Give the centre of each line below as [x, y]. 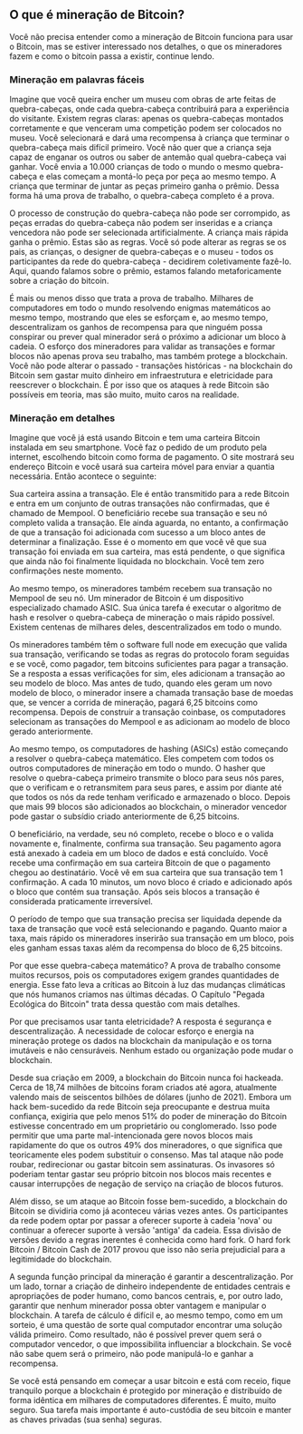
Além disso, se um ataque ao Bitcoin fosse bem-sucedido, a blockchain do [148, 1202]
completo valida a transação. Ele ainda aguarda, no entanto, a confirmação [149, 523]
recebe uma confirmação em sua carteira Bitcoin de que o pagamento [140, 863]
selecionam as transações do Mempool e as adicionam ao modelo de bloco [150, 722]
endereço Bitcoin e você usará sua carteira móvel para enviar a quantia [142, 467]
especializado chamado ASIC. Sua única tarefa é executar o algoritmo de [146, 608]
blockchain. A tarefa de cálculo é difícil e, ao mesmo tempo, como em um [146, 1315]
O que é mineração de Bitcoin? [97, 15]
